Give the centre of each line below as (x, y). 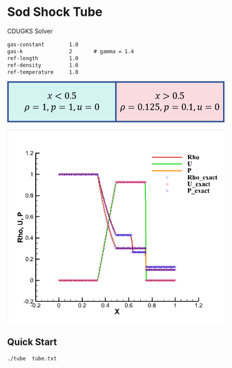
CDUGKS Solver (30, 31)
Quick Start (32, 342)
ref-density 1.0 (43, 65)
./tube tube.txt (32, 359)
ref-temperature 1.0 (43, 72)
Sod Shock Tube (55, 12)
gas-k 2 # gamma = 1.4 (71, 51)
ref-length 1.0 (43, 58)
